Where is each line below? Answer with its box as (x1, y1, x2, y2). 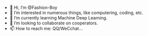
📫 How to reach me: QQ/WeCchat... (9, 26, 83, 31)
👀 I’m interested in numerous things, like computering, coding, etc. (9, 10, 144, 16)
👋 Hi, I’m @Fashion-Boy (9, 5, 58, 10)
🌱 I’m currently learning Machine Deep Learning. (9, 15, 107, 20)
